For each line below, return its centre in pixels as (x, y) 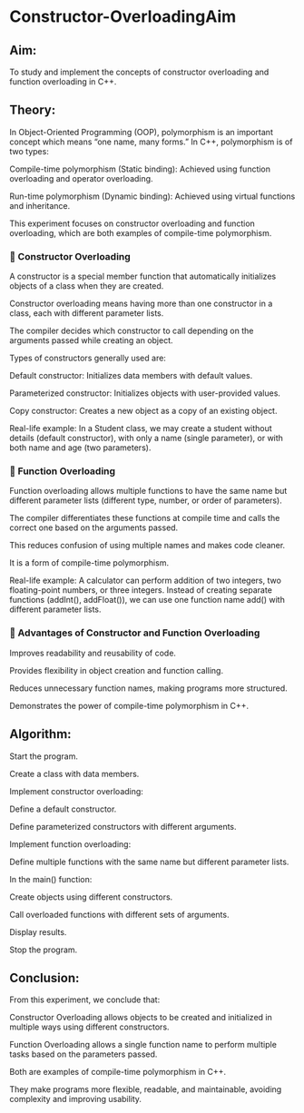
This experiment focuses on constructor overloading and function (132, 223)
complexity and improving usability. (76, 1099)
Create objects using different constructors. (91, 897)
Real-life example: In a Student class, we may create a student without (141, 428)
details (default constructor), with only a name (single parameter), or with (147, 438)
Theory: (33, 110)
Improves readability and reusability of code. (93, 653)
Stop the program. (44, 950)
